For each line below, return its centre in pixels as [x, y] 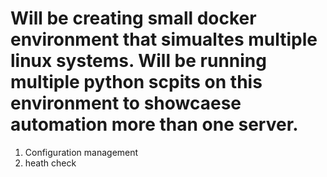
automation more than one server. [154, 124]
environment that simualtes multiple [164, 39]
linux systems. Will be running [138, 61]
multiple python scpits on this [136, 82]
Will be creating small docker [133, 18]
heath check [50, 163]
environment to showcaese [126, 103]
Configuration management [81, 152]
